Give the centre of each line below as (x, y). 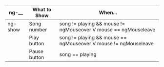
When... (108, 13)
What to (42, 9)
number (38, 30)
